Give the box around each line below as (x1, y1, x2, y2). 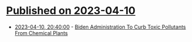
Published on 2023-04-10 (6, 4, 135, 17)
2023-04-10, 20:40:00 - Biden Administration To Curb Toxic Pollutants (14, 23, 186, 30)
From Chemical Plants (14, 29, 68, 36)
